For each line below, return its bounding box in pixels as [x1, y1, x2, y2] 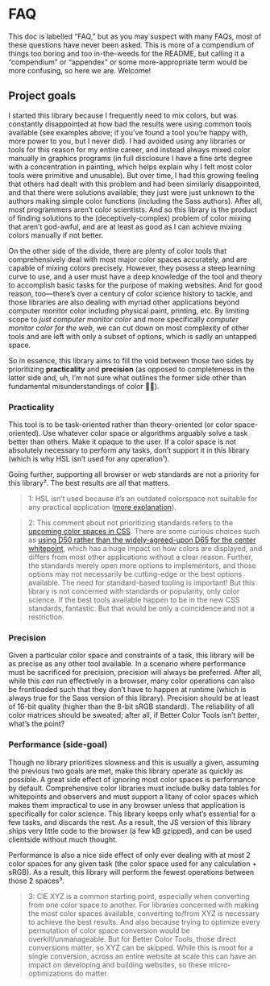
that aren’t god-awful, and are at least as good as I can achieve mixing [8, 222, 243, 231]
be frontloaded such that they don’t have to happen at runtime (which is [8, 685, 247, 694]
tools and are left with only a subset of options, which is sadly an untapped [8, 331, 257, 341]
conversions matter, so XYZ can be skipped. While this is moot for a [27, 942, 254, 952]
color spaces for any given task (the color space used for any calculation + [8, 859, 258, 868]
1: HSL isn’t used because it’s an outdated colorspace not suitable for [27, 494, 258, 503]
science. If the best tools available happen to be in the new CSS [27, 595, 240, 605]
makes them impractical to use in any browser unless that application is [8, 800, 246, 810]
